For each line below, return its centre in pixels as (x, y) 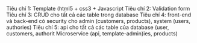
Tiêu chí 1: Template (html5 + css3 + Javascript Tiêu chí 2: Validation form (98, 9)
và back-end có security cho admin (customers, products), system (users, (98, 21)
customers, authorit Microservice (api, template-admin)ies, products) (92, 34)
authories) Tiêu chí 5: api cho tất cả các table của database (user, (88, 27)
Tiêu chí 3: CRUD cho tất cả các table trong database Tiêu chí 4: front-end (99, 15)
